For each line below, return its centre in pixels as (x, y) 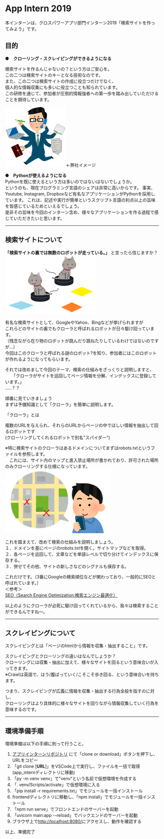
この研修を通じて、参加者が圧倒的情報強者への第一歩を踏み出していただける (82, 93)
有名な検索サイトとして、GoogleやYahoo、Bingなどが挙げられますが (74, 322)
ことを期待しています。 (29, 99)
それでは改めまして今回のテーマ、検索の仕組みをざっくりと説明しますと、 (80, 369)
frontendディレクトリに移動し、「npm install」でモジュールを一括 (77, 797)
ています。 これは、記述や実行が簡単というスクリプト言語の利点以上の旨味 (80, 200)
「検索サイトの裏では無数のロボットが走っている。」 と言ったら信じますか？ (82, 252)
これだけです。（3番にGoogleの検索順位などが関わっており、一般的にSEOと (81, 576)
